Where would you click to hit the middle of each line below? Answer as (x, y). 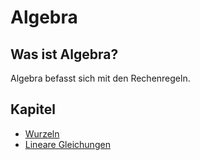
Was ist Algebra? (64, 54)
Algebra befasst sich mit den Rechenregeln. (100, 78)
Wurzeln (42, 133)
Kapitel (33, 109)
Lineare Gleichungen (67, 144)
